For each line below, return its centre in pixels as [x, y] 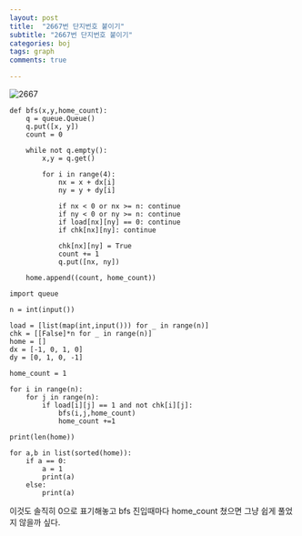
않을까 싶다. [40, 522]
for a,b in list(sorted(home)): [70, 453]
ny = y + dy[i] [87, 190]
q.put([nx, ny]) [89, 262]
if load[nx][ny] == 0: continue [119, 222]
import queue [34, 294]
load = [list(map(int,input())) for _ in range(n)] [109, 326]
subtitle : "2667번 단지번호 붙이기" [71, 35]
